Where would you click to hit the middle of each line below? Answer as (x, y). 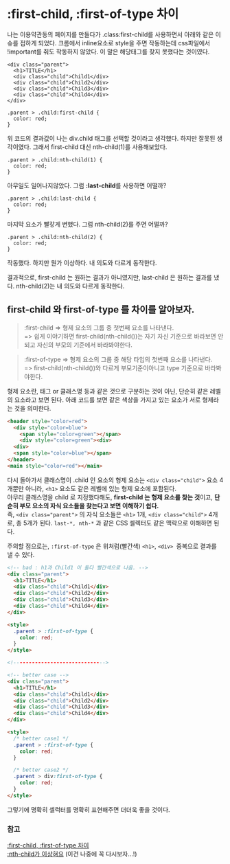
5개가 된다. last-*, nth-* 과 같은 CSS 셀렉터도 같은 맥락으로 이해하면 (118, 523)
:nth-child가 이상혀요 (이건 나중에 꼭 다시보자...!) (72, 854)
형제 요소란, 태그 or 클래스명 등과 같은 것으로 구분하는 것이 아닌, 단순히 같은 (108, 391)
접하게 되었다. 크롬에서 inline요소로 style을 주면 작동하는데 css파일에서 (115, 43)
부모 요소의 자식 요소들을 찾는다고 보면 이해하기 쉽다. (89, 505)
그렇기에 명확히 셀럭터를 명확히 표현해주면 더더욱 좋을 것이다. (89, 809)
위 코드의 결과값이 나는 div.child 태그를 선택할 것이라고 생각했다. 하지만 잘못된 (111, 138)
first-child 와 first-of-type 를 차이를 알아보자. (101, 310)
